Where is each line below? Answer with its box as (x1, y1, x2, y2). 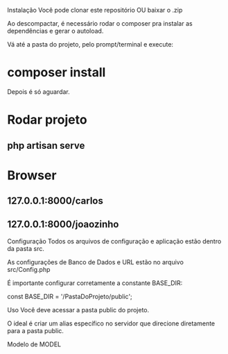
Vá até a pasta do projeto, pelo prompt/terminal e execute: (7, 40, 174, 48)
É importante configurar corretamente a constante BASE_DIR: (7, 278, 183, 287)
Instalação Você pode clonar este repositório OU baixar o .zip (7, 6, 183, 14)
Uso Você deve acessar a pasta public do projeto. (7, 305, 150, 314)
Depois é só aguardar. (7, 87, 71, 96)
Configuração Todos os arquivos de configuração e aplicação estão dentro (7, 236, 222, 246)
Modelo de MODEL (7, 340, 61, 348)
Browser (7, 167, 57, 183)
